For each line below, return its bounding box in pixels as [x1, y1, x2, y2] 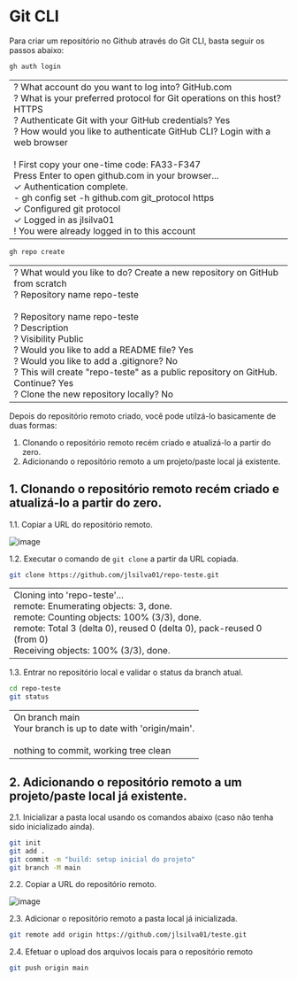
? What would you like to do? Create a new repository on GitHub [13, 266, 279, 278]
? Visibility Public [13, 332, 84, 344]
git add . [9, 846, 46, 855]
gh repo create [9, 247, 65, 256]
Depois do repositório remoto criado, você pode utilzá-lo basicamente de [9, 410, 277, 421]
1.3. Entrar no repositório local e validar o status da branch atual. [9, 667, 244, 678]
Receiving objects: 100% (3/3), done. [13, 645, 171, 657]
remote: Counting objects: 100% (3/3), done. [13, 611, 202, 623]
